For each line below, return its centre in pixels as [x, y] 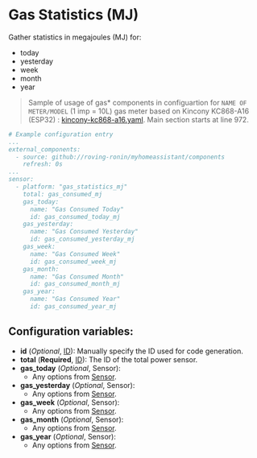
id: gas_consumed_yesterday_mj [82, 239]
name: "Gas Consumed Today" [77, 209]
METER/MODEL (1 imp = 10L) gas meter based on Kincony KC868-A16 [139, 111]
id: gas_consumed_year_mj [73, 307]
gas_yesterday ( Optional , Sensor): [77, 385]
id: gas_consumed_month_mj [75, 284]
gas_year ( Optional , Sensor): [68, 436]
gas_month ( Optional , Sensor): [72, 419]
